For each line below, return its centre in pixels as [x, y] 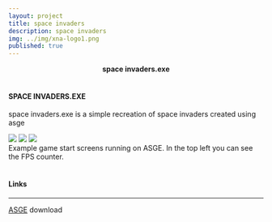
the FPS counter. [36, 157]
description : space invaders [57, 31]
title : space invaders [47, 23]
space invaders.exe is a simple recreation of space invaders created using [132, 114]
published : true [36, 46]
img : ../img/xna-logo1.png [54, 38]
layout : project [36, 16]
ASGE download [36, 209]
